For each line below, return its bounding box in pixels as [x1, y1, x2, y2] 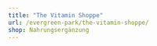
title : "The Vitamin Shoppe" [8, 11, 104, 19]
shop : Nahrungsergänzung [8, 26, 89, 34]
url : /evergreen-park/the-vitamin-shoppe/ [8, 19, 149, 27]
